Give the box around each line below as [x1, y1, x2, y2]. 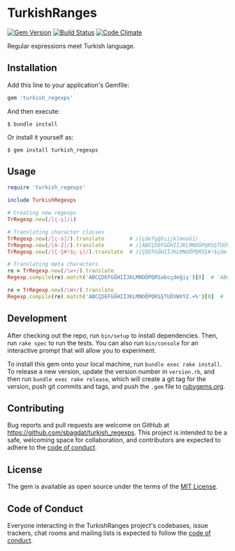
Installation [7, 62, 57, 74]
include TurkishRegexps [7, 197, 77, 204]
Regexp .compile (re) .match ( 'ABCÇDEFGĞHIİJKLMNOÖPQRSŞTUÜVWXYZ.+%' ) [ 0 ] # [7, 293, 224, 300]
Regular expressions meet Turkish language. [7, 41, 136, 50]
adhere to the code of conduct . [7, 444, 97, 452]
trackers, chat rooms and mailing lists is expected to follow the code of [7, 529, 211, 538]
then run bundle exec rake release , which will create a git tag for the [7, 374, 206, 383]
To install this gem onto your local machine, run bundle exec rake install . [7, 359, 222, 368]
